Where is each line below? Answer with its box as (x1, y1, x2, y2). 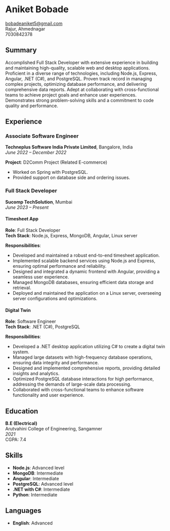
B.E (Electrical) (5, 420, 38, 426)
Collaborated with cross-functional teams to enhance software (12, 387, 144, 393)
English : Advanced (12, 520, 53, 526)
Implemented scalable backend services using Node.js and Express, (12, 258, 156, 264)
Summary (5, 46, 37, 54)
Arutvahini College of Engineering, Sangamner (5, 425, 103, 431)
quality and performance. (5, 103, 58, 109)
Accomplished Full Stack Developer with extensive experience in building (5, 59, 158, 66)
